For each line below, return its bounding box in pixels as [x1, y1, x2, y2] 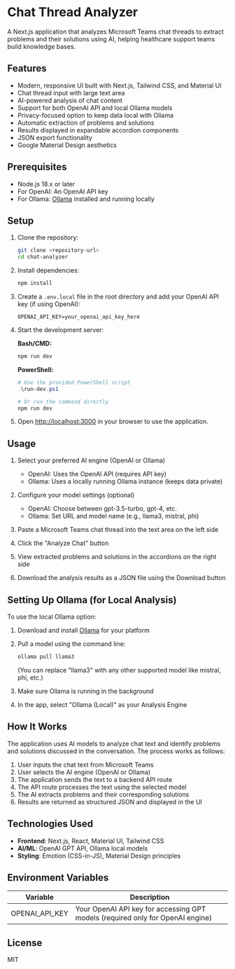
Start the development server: [17, 326, 104, 334]
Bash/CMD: [17, 339, 52, 348]
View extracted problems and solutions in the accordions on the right [17, 553, 217, 561]
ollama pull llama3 [17, 653, 75, 660]
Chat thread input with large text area [17, 88, 125, 97]
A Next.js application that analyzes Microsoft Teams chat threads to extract [7, 27, 224, 36]
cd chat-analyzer [17, 254, 69, 261]
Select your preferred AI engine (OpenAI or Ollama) [17, 456, 166, 465]
